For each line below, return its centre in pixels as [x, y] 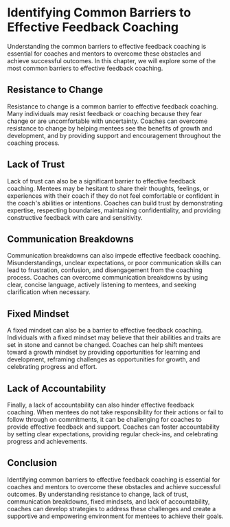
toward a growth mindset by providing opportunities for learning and [104, 352]
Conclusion [32, 463]
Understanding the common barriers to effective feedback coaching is [107, 46]
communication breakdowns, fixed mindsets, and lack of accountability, [109, 501]
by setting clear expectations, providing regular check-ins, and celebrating [113, 434]
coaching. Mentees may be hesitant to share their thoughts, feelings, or [108, 188]
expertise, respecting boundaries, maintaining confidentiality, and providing [114, 210]
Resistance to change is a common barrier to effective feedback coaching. [113, 106]
